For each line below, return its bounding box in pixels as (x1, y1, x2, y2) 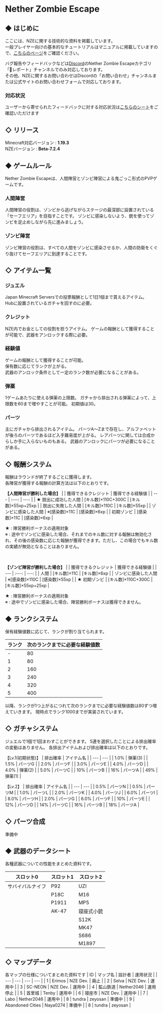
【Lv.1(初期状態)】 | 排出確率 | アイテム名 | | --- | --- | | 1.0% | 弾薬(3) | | (5, 755, 148, 761)
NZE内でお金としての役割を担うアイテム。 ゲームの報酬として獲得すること (5, 325, 155, 331)
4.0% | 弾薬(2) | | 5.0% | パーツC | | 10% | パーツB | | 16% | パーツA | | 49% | (5, 767, 158, 773)
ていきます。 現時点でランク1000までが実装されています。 (9, 709, 126, 715)
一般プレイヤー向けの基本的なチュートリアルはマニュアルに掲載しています (5, 44, 154, 50)
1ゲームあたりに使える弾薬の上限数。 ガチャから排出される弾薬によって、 (5, 395, 152, 401)
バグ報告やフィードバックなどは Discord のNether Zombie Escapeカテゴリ (5, 61, 152, 66)
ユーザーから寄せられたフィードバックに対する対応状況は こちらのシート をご (5, 104, 159, 110)
